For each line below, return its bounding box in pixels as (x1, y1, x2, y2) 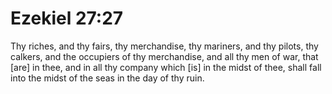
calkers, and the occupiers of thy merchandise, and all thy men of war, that (10, 50, 319, 62)
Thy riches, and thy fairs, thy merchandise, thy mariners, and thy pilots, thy (10, 40, 319, 52)
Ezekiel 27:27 (10, 7, 124, 30)
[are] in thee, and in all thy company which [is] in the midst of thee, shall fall (10, 61, 322, 73)
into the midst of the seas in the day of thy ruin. (10, 72, 205, 84)
